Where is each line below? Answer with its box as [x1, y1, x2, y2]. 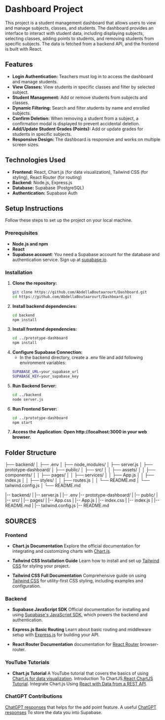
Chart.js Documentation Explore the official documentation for [12, 543, 140, 549]
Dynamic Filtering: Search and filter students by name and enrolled [12, 105, 150, 111]
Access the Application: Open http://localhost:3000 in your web [12, 429, 147, 435]
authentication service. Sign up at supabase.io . [12, 257, 108, 263]
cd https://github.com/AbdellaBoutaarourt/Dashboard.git [12, 294, 132, 299]
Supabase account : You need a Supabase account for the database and [12, 251, 160, 257]
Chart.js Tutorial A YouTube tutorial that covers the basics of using [12, 670, 149, 676]
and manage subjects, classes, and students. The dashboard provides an [5, 25, 154, 31]
